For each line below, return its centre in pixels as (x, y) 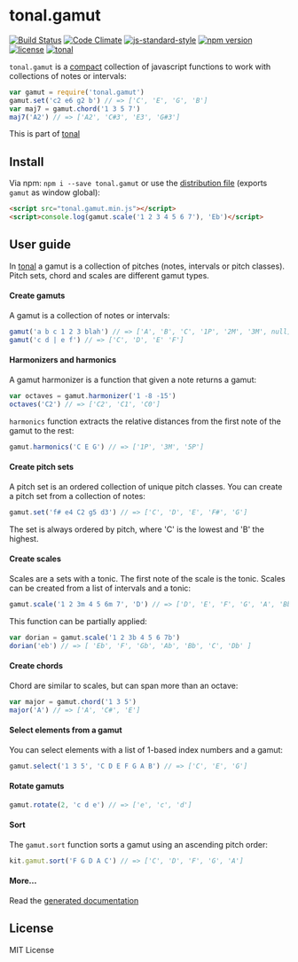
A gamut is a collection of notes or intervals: (90, 316)
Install (27, 162)
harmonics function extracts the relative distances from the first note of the (145, 421)
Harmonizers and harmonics (63, 360)
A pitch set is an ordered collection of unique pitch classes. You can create (146, 486)
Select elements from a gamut (66, 730)
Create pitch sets (41, 467)
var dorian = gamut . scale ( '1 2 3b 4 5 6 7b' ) (94, 637)
